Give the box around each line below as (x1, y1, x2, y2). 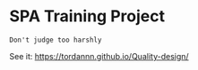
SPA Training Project (9, 6, 166, 27)
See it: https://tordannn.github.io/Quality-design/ (9, 51, 190, 61)
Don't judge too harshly (9, 35, 102, 44)
